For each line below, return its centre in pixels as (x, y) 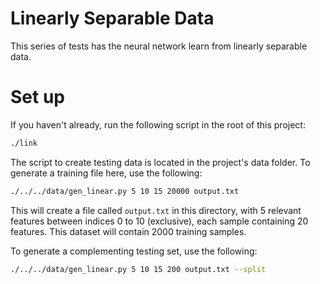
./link (24, 143)
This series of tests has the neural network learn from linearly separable (159, 46)
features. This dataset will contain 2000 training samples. (128, 231)
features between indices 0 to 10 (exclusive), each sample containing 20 (159, 221)
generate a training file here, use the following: (106, 173)
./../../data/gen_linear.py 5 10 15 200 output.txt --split (138, 269)
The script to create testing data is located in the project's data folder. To (160, 162)
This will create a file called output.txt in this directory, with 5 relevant (156, 210)
